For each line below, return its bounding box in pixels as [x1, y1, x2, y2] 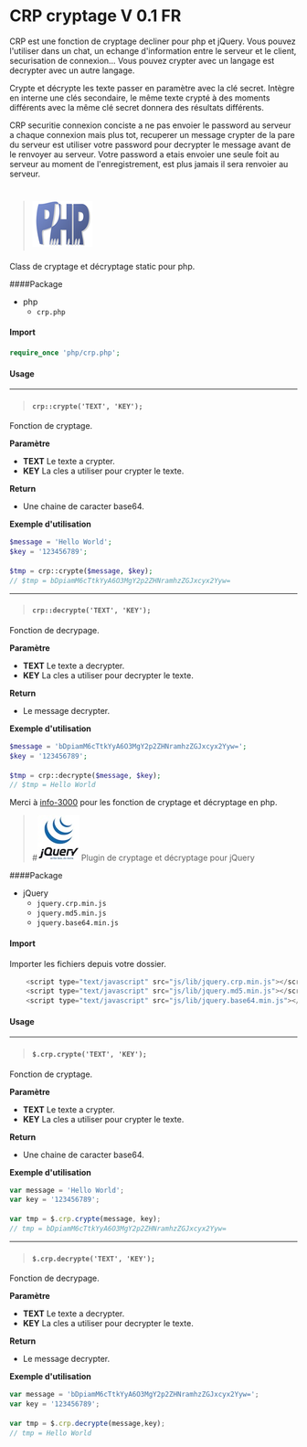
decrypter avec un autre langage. [9, 65, 135, 76]
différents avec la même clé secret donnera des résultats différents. [9, 101, 265, 112]
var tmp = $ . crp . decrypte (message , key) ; [9, 1419, 166, 1428]
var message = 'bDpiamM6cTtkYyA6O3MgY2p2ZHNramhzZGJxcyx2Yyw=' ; [9, 1390, 259, 1399]
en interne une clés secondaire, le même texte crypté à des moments [9, 92, 270, 103]
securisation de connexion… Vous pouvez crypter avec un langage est [9, 55, 275, 66]
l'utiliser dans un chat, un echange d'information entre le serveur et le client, [9, 45, 297, 56]
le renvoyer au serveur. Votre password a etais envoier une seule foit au [9, 148, 280, 160]
